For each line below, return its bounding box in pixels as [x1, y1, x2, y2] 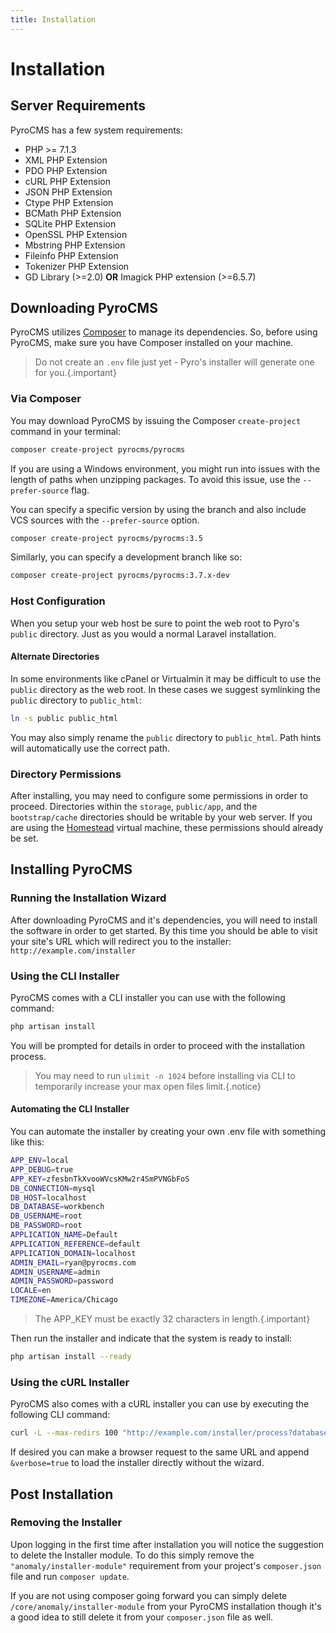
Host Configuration [10, 594, 106, 608]
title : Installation [10, 14, 97, 25]
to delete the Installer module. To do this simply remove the [10, 1549, 255, 1561]
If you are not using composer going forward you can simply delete [10, 1589, 288, 1601]
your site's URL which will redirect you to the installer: [10, 935, 232, 947]
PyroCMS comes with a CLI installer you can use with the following [10, 992, 286, 1004]
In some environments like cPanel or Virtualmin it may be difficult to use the [10, 672, 322, 685]
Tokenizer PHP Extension [24, 260, 130, 272]
